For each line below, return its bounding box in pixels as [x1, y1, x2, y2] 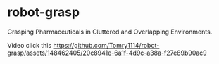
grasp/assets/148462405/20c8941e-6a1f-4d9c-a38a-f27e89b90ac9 [7, 49, 208, 57]
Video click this [7, 41, 52, 49]
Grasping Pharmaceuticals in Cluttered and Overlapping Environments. [7, 27, 213, 36]
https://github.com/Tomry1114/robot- [53, 41, 160, 49]
